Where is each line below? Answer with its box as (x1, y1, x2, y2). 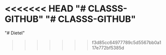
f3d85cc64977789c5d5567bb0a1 (92, 39, 161, 45)
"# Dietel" (5, 30, 25, 36)
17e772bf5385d (92, 45, 124, 51)
